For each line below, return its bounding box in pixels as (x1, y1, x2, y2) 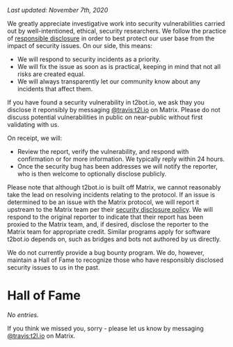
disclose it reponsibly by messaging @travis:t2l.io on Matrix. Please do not (7, 106, 220, 114)
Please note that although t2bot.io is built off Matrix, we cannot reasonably (7, 183, 221, 191)
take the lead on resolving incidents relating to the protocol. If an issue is (7, 191, 216, 199)
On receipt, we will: (7, 134, 63, 142)
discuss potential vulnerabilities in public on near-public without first (7, 113, 203, 121)
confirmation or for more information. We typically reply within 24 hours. (17, 155, 225, 163)
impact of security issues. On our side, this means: (7, 42, 153, 49)
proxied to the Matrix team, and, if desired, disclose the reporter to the (7, 220, 209, 229)
